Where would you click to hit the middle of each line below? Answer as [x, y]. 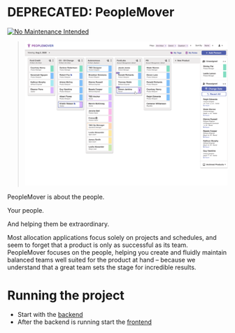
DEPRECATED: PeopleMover [91, 12]
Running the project [66, 295]
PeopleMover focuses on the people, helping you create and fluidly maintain [117, 252]
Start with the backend [50, 315]
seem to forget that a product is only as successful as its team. [98, 245]
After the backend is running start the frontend [85, 322]
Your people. [26, 210]
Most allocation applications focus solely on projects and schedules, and [112, 237]
